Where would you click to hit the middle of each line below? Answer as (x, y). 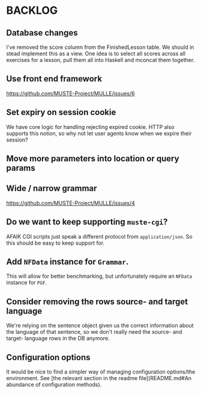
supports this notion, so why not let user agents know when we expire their (99, 133)
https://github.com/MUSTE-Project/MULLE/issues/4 (70, 203)
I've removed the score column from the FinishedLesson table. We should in (100, 47)
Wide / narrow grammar (52, 188)
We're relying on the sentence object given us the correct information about (100, 325)
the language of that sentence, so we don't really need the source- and (94, 332)
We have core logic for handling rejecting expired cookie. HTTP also (91, 127)
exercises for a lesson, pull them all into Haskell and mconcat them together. (100, 60)
